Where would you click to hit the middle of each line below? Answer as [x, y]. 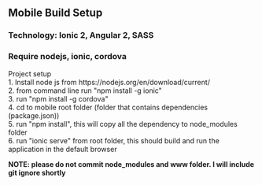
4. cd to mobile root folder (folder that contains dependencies [108, 107]
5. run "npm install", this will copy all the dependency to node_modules [123, 124]
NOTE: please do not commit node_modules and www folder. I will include [131, 164]
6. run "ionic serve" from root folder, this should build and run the [114, 140]
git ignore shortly [37, 172]
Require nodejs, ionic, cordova [68, 57]
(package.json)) [34, 115]
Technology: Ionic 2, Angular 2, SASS [81, 35]
